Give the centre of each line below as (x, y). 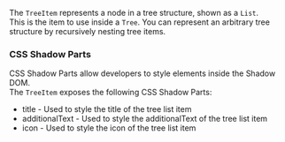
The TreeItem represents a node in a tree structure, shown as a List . (134, 13)
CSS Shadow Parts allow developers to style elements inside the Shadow (142, 73)
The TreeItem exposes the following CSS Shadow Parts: (111, 93)
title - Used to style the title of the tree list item (107, 109)
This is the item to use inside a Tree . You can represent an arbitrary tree (139, 22)
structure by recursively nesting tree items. (88, 31)
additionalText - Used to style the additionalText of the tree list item (145, 119)
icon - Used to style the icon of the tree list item (109, 128)
